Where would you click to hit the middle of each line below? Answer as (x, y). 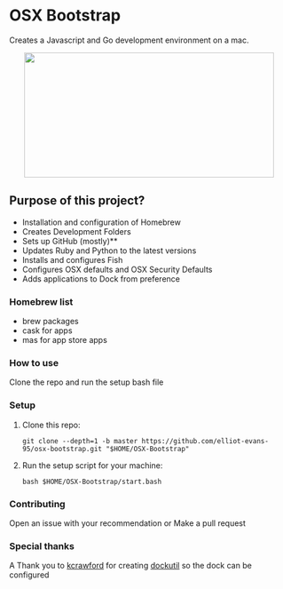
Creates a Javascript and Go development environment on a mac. (129, 40)
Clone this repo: (51, 425)
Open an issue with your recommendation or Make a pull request (128, 523)
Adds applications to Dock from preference (101, 279)
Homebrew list (41, 301)
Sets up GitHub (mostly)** (70, 241)
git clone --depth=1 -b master (80, 441)
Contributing (37, 504)
